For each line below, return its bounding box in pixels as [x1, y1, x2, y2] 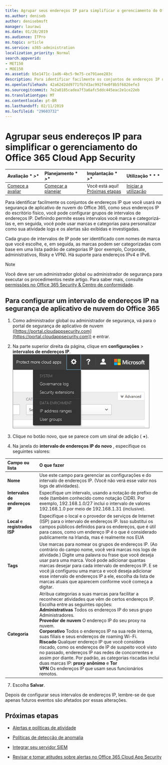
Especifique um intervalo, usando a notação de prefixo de [39, 490, 158, 496]
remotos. [39, 671, 58, 677]
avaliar [7, 188, 21, 194]
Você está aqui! [86, 183, 119, 189]
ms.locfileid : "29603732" [5, 108, 59, 114]
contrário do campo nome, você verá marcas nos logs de [39, 546, 156, 552]
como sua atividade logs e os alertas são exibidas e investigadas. [5, 226, 140, 232]
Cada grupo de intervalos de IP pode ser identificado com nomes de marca [5, 236, 160, 242]
